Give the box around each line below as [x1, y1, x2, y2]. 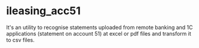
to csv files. [6, 36, 35, 43]
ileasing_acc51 [6, 4, 81, 18]
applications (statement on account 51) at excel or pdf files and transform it [6, 30, 191, 37]
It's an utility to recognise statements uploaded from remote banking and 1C [6, 24, 193, 31]
